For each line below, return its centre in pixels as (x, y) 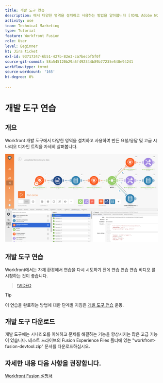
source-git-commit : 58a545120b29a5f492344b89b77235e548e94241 (69, 62)
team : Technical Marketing (32, 26)
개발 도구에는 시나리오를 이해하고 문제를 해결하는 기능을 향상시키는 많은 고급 (77, 334)
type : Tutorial (20, 31)
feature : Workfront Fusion (32, 36)
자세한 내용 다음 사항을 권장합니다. (53, 363)
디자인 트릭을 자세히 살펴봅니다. (48, 146)
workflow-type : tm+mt (27, 67)
